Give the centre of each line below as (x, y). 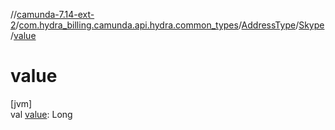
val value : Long (41, 114)
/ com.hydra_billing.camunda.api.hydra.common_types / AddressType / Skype (170, 25)
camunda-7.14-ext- (55, 14)
